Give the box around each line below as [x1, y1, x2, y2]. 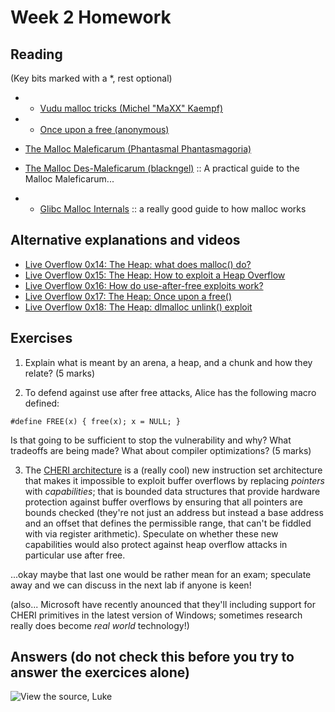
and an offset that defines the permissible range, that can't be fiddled [24, 517, 312, 529]
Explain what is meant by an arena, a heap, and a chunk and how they [24, 356, 313, 368]
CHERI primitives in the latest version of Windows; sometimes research [10, 609, 303, 621]
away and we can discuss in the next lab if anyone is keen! [10, 579, 252, 591]
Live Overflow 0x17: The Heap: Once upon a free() [24, 290, 233, 302]
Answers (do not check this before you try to [10, 649, 295, 666]
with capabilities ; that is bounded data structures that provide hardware [24, 485, 321, 497]
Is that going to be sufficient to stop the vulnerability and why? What [10, 434, 292, 446]
